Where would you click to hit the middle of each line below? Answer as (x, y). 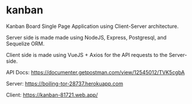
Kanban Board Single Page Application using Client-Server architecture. (92, 26)
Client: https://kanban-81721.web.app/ (52, 95)
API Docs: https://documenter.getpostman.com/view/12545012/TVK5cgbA (95, 72)
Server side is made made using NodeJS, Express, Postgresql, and (86, 37)
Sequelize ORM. (25, 44)
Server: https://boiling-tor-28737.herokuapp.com (65, 83)
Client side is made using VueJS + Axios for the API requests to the (87, 55)
